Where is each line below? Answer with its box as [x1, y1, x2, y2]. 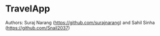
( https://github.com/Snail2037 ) [5, 24, 70, 30]
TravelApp [5, 3, 50, 14]
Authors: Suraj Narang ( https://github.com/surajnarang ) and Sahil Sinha [5, 19, 155, 25]
